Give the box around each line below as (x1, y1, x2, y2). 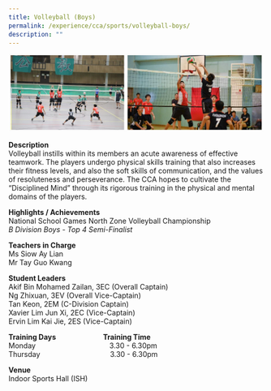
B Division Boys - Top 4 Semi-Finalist (8, 225, 133, 234)
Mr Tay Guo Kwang (8, 258, 73, 268)
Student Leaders (8, 273, 67, 283)
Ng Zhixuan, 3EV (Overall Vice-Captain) (8, 290, 142, 300)
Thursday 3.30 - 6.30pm (8, 350, 158, 359)
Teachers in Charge (8, 240, 76, 251)
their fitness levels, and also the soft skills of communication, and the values (8, 166, 264, 176)
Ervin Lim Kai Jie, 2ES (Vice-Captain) (8, 316, 132, 326)
